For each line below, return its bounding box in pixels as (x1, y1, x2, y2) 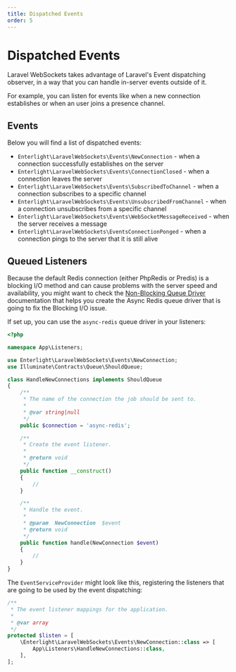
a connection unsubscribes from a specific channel (17, 205, 167, 213)
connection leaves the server (17, 174, 102, 184)
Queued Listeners (7, 255, 87, 267)
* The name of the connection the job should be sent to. (23, 396, 197, 403)
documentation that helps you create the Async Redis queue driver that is (7, 296, 221, 305)
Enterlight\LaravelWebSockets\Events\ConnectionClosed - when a (17, 167, 210, 176)
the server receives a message (17, 220, 108, 228)
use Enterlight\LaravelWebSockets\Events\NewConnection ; (7, 356, 178, 364)
